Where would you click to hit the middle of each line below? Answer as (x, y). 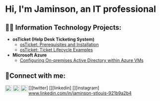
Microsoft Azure (30, 55)
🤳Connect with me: (35, 76)
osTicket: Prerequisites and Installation (59, 45)
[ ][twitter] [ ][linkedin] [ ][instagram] (64, 88)
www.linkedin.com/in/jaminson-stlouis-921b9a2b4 (80, 93)
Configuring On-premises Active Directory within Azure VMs (82, 60)
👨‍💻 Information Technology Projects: (63, 27)
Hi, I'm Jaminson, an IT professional (81, 9)
